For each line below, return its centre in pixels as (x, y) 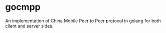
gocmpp (23, 7)
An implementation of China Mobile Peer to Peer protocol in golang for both (83, 21)
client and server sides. (29, 26)
